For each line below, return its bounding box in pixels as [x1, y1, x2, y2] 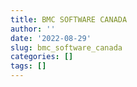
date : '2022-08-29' [10, 33, 92, 43]
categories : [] [10, 52, 74, 62]
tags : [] [10, 61, 47, 71]
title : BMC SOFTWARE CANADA [10, 14, 128, 25]
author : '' [10, 24, 56, 34]
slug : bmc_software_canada [10, 42, 123, 53]
